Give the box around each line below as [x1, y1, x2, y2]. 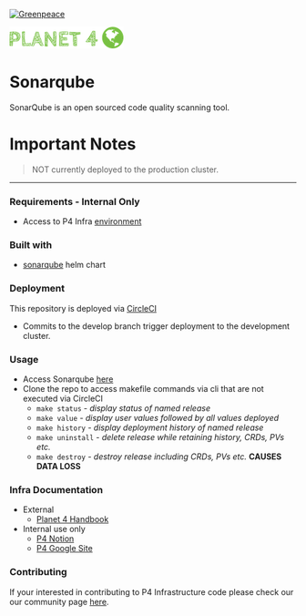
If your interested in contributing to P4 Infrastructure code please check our [9, 586, 294, 597]
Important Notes [9, 134, 137, 155]
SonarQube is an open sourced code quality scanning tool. [9, 101, 230, 113]
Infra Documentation [9, 483, 103, 496]
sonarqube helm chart [22, 260, 107, 271]
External [22, 504, 55, 515]
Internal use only [22, 524, 87, 535]
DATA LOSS [36, 461, 81, 472]
